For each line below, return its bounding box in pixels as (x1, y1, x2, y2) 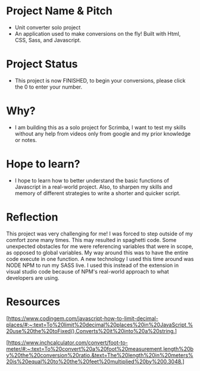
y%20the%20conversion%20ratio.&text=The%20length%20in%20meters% (6, 351, 193, 359)
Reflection (6, 210, 58, 224)
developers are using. (6, 274, 60, 281)
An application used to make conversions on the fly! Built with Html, (14, 30, 181, 37)
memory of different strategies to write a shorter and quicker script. (14, 189, 181, 197)
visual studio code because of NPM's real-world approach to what (6, 268, 170, 275)
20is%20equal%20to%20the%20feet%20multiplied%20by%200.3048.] (6, 358, 185, 365)
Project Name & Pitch (6, 4, 113, 18)
